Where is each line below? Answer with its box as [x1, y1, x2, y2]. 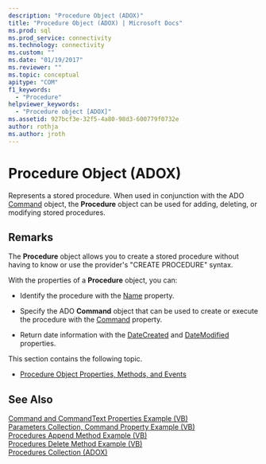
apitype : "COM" [8, 78, 59, 86]
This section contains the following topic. [8, 354, 143, 364]
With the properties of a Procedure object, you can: [8, 275, 178, 285]
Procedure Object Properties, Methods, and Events [19, 369, 187, 379]
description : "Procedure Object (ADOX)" [8, 11, 145, 20]
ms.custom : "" [8, 49, 56, 57]
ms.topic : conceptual [8, 71, 80, 79]
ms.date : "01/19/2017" [8, 57, 83, 64]
